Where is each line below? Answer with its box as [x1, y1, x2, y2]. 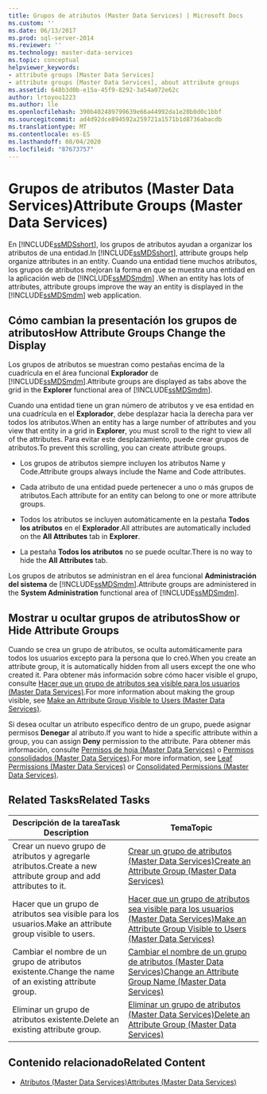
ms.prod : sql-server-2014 [8, 33, 94, 42]
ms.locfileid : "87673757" [8, 145, 94, 153]
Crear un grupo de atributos [128, 845, 232, 856]
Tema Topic [170, 822, 213, 833]
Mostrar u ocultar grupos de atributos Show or [8, 611, 241, 624]
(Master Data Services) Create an [128, 855, 252, 866]
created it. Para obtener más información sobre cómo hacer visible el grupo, [8, 670, 258, 679]
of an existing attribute [12, 976, 97, 987]
